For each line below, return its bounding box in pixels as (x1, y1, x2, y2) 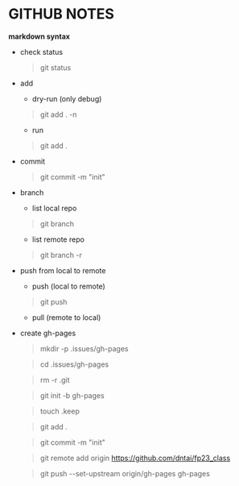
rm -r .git (39, 375, 70, 384)
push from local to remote (19, 265, 106, 275)
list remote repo (31, 235, 84, 244)
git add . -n (39, 110, 77, 119)
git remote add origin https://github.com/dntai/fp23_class (39, 453, 231, 463)
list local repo (31, 203, 77, 213)
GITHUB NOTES (8, 5, 115, 23)
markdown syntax (8, 31, 71, 41)
